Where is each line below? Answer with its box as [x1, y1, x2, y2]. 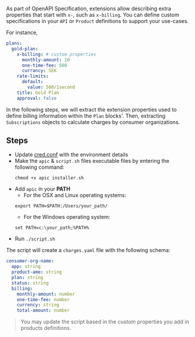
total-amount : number [17, 307, 70, 313]
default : [21, 79, 44, 85]
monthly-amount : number [17, 291, 76, 297]
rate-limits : [17, 73, 49, 79]
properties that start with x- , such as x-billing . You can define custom [6, 11, 179, 18]
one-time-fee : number [17, 296, 70, 303]
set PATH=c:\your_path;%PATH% [14, 225, 90, 231]
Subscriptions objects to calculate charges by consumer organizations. [6, 118, 180, 126]
